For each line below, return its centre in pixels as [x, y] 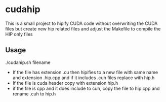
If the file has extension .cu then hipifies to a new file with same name [85, 72]
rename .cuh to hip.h [34, 94]
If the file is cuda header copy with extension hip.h [65, 83]
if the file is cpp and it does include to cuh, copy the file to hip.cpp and [86, 88]
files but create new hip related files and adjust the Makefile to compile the [83, 28]
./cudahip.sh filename [28, 62]
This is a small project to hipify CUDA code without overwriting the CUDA [81, 23]
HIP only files [19, 34]
